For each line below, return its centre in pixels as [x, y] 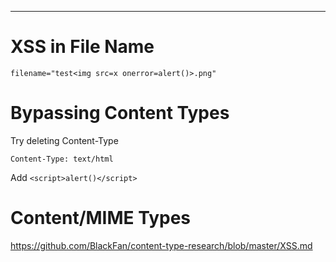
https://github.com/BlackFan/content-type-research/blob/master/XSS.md [161, 245]
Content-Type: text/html [62, 159]
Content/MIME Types [101, 218]
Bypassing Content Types [120, 113]
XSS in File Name [82, 47]
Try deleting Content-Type [64, 140]
